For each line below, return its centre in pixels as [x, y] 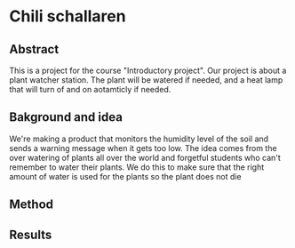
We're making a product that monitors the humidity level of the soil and [139, 139]
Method [32, 205]
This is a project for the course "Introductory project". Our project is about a [148, 70]
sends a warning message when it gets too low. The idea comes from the [143, 148]
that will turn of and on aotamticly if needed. [90, 89]
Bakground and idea [66, 117]
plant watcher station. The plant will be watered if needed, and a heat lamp [146, 80]
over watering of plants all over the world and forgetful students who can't [145, 157]
